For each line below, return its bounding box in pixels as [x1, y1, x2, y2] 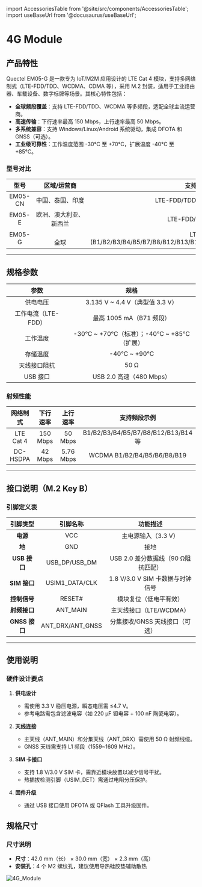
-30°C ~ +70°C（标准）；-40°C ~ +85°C [73, 330, 191, 338]
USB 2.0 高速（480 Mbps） [92, 372, 171, 381]
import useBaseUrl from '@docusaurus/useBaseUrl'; [6, 11, 136, 19]
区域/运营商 [44, 182, 77, 190]
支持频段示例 [119, 413, 156, 422]
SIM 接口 [10, 579, 35, 587]
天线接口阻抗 [19, 361, 55, 369]
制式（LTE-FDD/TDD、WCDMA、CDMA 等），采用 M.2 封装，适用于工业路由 [6, 82, 195, 90]
